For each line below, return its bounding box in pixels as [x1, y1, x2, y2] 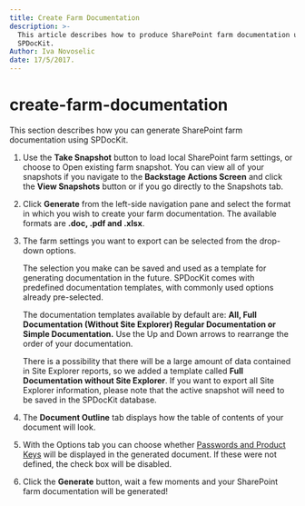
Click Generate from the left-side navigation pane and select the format [22, 198, 291, 209]
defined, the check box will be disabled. [22, 458, 172, 469]
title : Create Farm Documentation [9, 13, 141, 23]
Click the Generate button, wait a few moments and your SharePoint [22, 476, 279, 487]
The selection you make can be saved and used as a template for [22, 263, 267, 273]
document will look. [22, 422, 96, 432]
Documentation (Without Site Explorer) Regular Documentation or [22, 319, 277, 330]
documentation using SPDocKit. [9, 134, 129, 145]
